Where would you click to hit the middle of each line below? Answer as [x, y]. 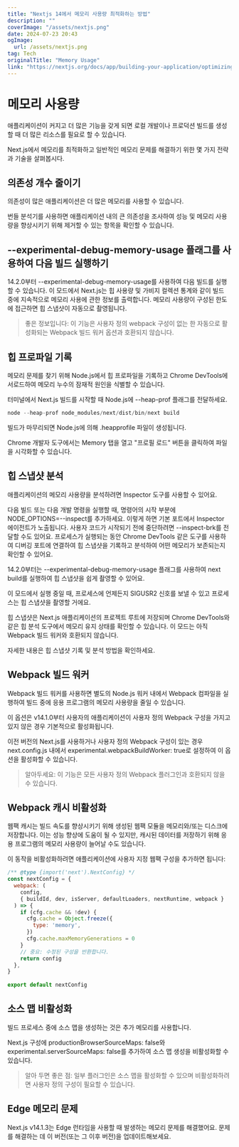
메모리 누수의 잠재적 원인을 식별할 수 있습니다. [101, 384]
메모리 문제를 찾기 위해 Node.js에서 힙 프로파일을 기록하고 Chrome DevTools [115, 375]
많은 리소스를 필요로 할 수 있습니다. [78, 134]
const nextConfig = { [39, 879]
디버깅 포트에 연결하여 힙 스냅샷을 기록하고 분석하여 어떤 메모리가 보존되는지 [120, 545]
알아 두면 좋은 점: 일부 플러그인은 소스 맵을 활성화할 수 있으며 [109, 1075]
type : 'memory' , [57, 926]
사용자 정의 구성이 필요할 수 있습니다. [84, 1084]
